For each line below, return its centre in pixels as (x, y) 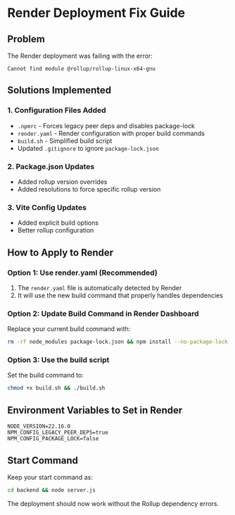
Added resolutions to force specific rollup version (89, 189)
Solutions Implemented (59, 91)
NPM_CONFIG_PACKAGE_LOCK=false (53, 439)
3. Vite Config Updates (47, 207)
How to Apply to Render (61, 253)
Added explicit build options (58, 223)
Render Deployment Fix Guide (96, 13)
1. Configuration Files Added (57, 111)
